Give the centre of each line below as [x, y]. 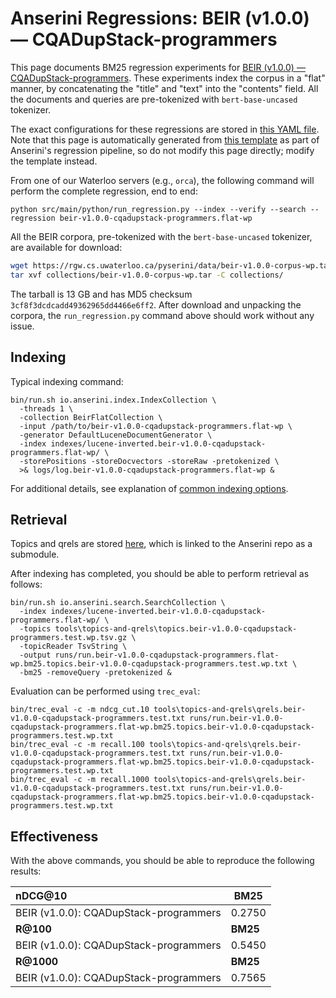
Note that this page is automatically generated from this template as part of [165, 139]
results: [26, 871]
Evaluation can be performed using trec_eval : [105, 691]
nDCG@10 [41, 896]
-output [35, 655]
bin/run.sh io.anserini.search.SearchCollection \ [118, 603]
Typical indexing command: [67, 381]
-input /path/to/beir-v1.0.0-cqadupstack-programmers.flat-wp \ [156, 426]
